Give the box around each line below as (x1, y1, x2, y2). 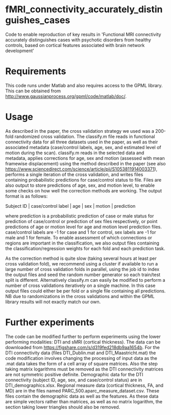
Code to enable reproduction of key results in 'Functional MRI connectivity (5, 31, 162, 37)
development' (5, 47, 35, 54)
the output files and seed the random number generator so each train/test (5, 272, 161, 278)
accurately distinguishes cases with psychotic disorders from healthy (5, 37, 152, 43)
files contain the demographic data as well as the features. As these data (5, 393, 159, 399)
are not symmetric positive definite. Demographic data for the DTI (5, 371, 143, 377)
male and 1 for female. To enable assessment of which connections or (5, 234, 152, 240)
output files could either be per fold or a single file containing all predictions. (5, 287, 166, 294)
